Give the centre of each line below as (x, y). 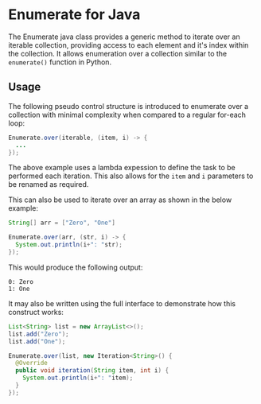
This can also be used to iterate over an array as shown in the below (120, 200)
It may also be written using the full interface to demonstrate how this (122, 303)
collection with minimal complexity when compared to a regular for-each (127, 115)
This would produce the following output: (76, 267)
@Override (31, 363)
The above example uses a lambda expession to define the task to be (122, 168)
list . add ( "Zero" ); (39, 334)
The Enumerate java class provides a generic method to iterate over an (124, 37)
